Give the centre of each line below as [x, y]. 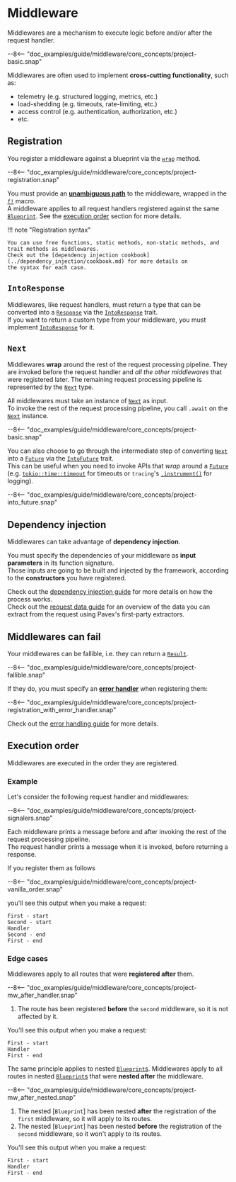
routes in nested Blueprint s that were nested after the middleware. [105, 1076]
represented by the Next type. [51, 387]
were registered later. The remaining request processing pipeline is [105, 380]
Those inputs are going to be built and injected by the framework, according [118, 570]
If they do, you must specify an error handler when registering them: [108, 688]
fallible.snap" [26, 675]
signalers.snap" [30, 818]
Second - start [30, 923]
